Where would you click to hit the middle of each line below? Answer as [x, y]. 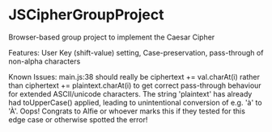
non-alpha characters [45, 61]
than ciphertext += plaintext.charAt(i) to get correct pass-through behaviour [135, 85]
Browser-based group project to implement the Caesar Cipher [112, 37]
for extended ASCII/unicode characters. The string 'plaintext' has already [130, 93]
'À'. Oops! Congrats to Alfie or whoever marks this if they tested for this [127, 111]
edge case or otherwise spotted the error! [78, 119]
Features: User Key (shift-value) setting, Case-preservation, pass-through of [136, 52]
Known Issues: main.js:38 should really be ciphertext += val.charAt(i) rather [134, 76]
